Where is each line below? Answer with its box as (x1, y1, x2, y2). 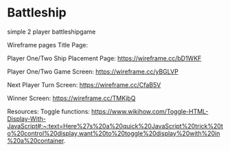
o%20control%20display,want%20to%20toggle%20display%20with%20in (7, 129, 220, 137)
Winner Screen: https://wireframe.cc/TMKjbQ (7, 94, 136, 102)
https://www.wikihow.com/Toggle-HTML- (91, 107, 209, 115)
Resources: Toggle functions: (7, 107, 91, 115)
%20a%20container (7, 136, 64, 145)
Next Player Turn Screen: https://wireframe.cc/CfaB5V (7, 80, 161, 89)
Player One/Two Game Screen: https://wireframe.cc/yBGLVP (7, 67, 179, 75)
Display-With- (7, 115, 47, 123)
